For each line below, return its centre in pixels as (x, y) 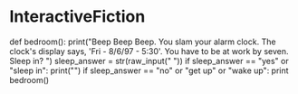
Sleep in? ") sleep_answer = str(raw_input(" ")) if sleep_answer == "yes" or (149, 61)
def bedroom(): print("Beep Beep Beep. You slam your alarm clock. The (143, 42)
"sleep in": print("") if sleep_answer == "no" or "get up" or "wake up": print (149, 70)
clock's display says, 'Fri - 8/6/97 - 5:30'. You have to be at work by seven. (149, 51)
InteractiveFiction (77, 17)
